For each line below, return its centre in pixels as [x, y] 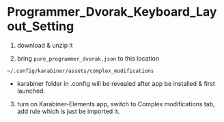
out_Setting [41, 26]
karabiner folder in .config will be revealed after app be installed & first [116, 83]
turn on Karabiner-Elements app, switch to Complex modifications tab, [116, 104]
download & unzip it [45, 45]
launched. [31, 91]
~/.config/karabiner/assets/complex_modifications [81, 71]
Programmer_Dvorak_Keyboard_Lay [112, 12]
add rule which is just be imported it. [68, 111]
